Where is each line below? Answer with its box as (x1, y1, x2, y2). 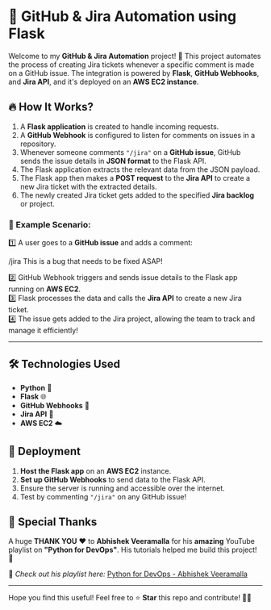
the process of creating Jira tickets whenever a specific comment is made (8, 60, 255, 69)
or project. (19, 198, 55, 208)
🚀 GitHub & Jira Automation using (8, 7, 237, 26)
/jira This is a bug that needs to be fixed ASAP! (8, 257, 163, 266)
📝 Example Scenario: (8, 219, 91, 230)
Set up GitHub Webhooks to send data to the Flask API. (19, 474, 206, 484)
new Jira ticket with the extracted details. (19, 182, 157, 191)
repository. (19, 139, 56, 148)
